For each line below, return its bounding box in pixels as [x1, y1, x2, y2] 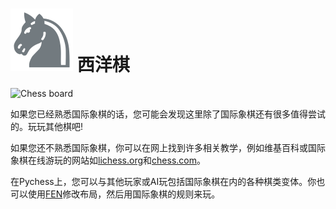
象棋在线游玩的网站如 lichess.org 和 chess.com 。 [10, 154, 206, 166]
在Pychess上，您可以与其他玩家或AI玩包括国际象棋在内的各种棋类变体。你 [10, 175, 317, 187]
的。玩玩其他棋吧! [10, 120, 84, 132]
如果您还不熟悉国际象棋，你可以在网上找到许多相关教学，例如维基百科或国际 [10, 141, 326, 153]
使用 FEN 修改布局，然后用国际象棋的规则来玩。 [27, 188, 221, 200]
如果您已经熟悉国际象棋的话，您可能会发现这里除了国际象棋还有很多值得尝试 [10, 108, 326, 120]
